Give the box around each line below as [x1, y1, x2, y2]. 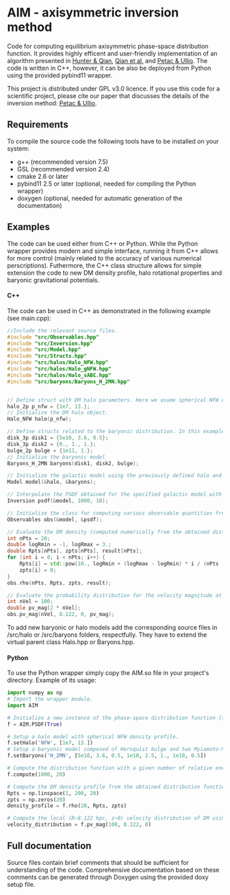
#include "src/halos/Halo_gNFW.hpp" [7, 365, 112, 373]
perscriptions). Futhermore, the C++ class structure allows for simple [7, 261, 202, 269]
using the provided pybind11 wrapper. [7, 71, 113, 79]
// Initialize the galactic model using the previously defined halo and [7, 472, 222, 479]
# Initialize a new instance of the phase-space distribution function [7, 714, 216, 721]
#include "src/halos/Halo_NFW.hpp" [7, 359, 109, 366]
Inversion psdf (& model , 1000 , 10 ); [7, 498, 109, 504]
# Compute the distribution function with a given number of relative [7, 765, 213, 772]
